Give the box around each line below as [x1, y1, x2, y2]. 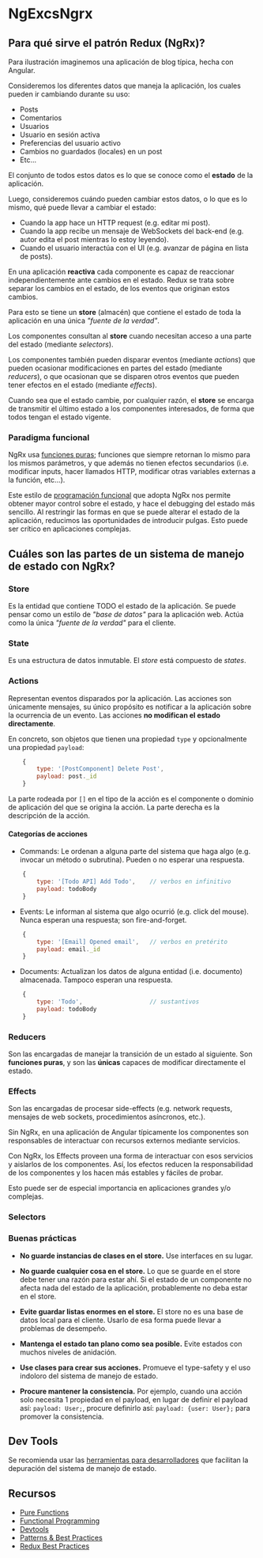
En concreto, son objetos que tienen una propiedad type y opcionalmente [8, 734, 247, 744]
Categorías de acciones [8, 828, 88, 839]
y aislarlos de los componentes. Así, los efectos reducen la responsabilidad [8, 1160, 254, 1169]
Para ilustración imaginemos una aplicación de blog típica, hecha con [8, 57, 235, 66]
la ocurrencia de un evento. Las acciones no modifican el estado [8, 710, 221, 720]
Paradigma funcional [8, 432, 90, 443]
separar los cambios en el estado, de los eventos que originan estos [8, 284, 231, 293]
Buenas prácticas [8, 1233, 77, 1244]
